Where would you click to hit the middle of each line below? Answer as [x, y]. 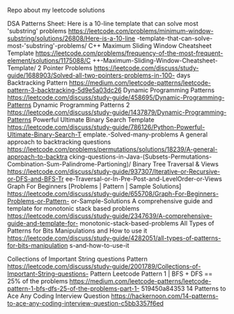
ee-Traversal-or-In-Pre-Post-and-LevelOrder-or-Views [144, 179]
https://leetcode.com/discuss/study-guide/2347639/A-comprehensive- [110, 216]
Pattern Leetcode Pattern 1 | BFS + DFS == [151, 274]
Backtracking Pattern [38, 83]
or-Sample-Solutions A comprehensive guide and [142, 201]
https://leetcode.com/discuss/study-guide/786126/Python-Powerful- [106, 127]
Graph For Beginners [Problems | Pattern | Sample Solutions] [94, 186]
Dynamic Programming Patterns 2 [81, 105]
